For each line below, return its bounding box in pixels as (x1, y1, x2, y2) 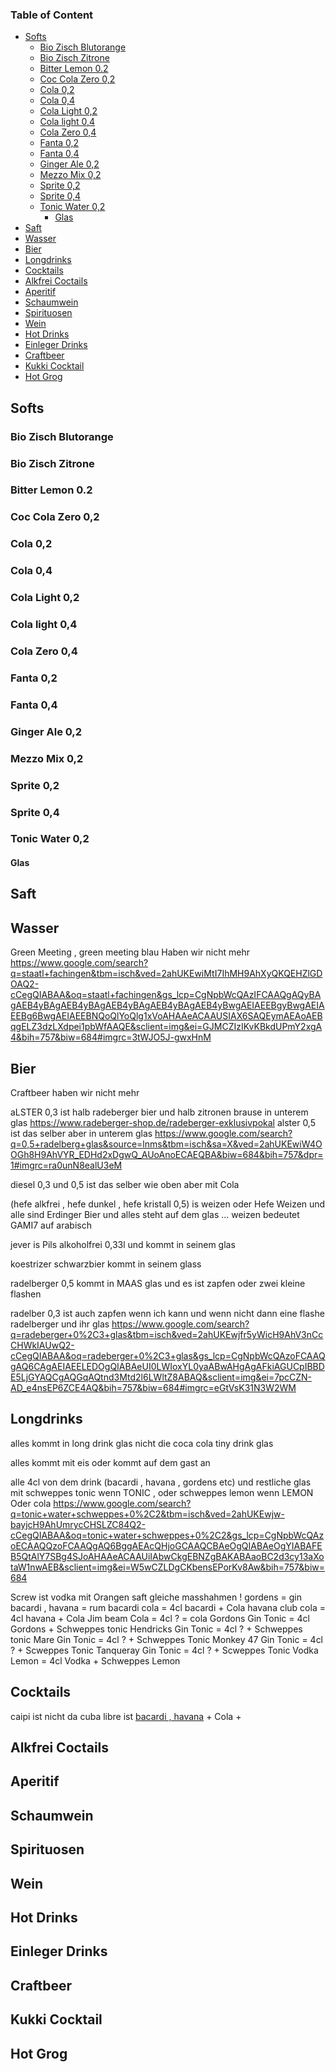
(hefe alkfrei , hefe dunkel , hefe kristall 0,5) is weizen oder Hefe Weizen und (10, 1198, 326, 1210)
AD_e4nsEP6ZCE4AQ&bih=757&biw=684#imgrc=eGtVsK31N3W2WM (10, 1382, 297, 1394)
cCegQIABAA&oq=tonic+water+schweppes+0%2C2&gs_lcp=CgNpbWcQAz (10, 1529, 325, 1541)
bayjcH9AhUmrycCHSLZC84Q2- (10, 1518, 146, 1530)
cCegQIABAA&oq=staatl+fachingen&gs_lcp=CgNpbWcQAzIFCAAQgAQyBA (10, 989, 322, 1001)
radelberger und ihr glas (10, 1318, 110, 1330)
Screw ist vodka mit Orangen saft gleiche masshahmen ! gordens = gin (10, 1591, 302, 1603)
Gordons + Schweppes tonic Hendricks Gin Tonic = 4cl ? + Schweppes (10, 1623, 303, 1635)
